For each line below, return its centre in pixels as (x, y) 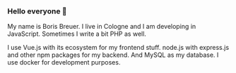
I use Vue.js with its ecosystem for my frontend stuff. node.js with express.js (118, 48)
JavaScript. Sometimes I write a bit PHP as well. (77, 34)
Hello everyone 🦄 (37, 11)
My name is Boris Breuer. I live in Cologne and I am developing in (102, 27)
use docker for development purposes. (64, 62)
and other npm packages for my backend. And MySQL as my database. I (113, 55)
